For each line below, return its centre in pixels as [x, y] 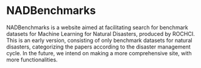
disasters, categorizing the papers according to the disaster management [98, 47]
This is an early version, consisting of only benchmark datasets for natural [99, 40]
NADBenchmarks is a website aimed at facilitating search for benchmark [97, 27]
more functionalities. [32, 59]
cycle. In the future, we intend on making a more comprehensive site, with [99, 53]
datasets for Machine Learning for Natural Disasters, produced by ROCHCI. [100, 33]
